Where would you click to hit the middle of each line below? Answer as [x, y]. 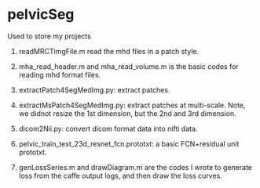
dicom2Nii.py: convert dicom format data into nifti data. [108, 128]
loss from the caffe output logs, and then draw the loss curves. [121, 175]
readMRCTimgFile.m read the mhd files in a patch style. [109, 51]
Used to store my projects [49, 36]
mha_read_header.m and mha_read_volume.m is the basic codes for [128, 66]
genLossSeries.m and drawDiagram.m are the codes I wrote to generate [135, 167]
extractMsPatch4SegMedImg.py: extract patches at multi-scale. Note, [132, 105]
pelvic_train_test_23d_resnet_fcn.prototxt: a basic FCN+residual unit [129, 143]
